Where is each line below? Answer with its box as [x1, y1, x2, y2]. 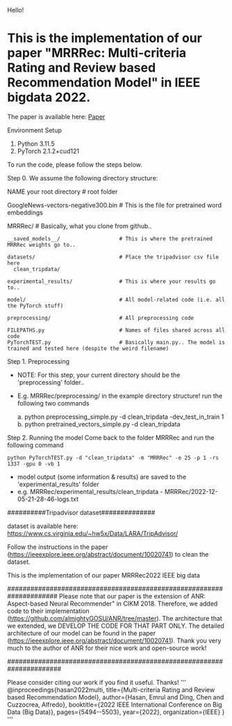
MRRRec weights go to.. [7, 241, 76, 248]
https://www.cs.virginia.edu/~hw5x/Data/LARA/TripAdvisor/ [7, 529, 179, 537]
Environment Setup [7, 125, 63, 134]
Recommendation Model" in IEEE [7, 75, 201, 91]
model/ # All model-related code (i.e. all [7, 296, 226, 303]
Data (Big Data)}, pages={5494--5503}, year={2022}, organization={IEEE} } [7, 707, 225, 716]
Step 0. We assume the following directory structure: [7, 173, 158, 182]
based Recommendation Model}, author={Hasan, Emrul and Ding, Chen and [7, 693, 224, 701]
